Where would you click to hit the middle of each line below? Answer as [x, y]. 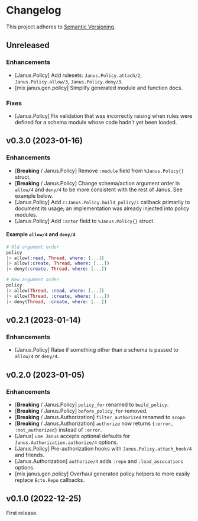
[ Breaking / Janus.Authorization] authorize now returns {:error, [94, 423]
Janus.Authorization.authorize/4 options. [66, 442]
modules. [26, 214]
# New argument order [33, 280]
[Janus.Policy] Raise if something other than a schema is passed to [96, 350]
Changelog [34, 10]
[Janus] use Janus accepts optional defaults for [72, 436]
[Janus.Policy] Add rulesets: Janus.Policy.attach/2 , [78, 75]
